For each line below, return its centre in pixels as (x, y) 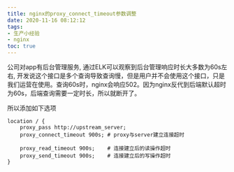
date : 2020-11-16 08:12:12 (46, 20)
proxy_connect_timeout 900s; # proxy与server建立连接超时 (102, 135)
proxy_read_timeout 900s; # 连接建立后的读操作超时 (95, 148)
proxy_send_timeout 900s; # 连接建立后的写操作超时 (95, 156)
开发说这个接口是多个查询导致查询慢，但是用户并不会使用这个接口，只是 (120, 76)
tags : (15, 27)
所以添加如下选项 (32, 108)
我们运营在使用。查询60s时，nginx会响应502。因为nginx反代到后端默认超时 (117, 84)
